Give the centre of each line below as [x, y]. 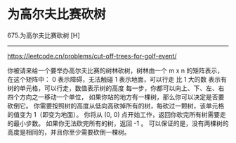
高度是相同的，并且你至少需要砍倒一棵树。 [69, 132]
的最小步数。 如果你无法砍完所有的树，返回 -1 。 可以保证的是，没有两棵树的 [118, 123]
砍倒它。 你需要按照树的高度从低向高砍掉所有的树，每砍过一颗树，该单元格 [116, 106]
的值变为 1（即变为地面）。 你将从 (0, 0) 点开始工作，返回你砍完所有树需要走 [117, 114]
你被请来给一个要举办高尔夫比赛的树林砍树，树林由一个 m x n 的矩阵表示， [115, 70]
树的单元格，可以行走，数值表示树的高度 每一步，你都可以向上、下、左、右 [116, 88]
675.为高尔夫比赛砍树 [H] [44, 35]
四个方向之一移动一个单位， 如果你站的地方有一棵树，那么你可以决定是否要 [116, 97]
